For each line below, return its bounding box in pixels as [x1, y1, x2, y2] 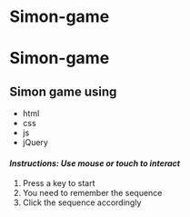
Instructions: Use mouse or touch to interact [9, 157, 180, 169]
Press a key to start [22, 178, 95, 189]
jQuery [22, 137, 48, 148]
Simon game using [9, 84, 117, 99]
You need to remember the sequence [22, 188, 163, 199]
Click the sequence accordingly [22, 197, 142, 208]
